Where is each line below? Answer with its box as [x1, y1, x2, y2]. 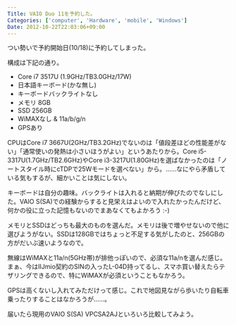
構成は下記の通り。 [7, 58, 63, 67]
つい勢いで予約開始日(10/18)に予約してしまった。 [7, 44, 150, 52]
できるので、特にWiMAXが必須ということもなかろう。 [31, 272, 189, 280]
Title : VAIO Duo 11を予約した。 [7, 10, 97, 18]
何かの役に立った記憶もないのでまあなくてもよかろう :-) [7, 206, 170, 215]
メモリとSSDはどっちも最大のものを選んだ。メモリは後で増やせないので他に [7, 221, 230, 229]
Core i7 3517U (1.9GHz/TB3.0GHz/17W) [17, 72, 132, 81]
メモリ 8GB [17, 98, 51, 107]
